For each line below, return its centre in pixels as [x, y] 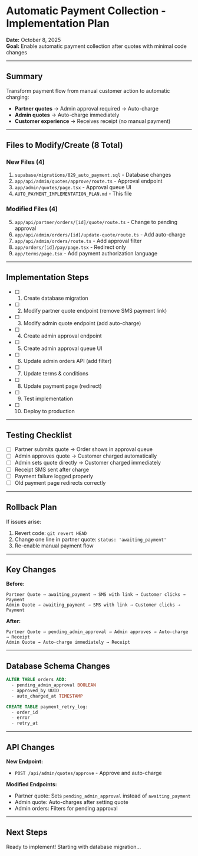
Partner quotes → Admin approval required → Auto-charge [87, 108]
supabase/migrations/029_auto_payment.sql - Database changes [93, 175]
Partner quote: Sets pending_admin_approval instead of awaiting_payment [103, 796]
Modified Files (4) [32, 209]
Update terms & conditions [56, 373]
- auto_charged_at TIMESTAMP [47, 696]
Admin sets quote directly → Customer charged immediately [88, 463]
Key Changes [31, 570]
